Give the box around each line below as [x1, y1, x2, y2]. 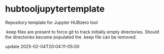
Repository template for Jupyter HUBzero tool [5, 19, 98, 25]
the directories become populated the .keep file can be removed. [5, 34, 137, 40]
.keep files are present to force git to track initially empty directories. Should [5, 29, 159, 35]
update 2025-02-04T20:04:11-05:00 [5, 43, 80, 49]
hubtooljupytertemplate [5, 3, 105, 15]
